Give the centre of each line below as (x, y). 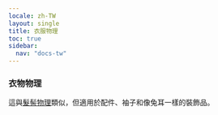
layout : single (34, 23)
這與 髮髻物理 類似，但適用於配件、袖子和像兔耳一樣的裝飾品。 (111, 103)
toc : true (25, 38)
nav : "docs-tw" (41, 53)
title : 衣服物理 (33, 31)
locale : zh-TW (32, 16)
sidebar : (23, 46)
